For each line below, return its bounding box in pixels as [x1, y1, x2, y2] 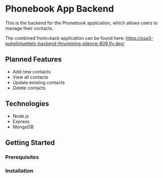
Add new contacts [12, 68, 51, 75]
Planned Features [5, 55, 62, 64]
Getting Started [5, 138, 55, 147]
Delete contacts [12, 85, 46, 91]
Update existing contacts [12, 79, 65, 85]
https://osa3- [126, 35, 153, 41]
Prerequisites [5, 153, 39, 160]
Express [12, 118, 30, 124]
